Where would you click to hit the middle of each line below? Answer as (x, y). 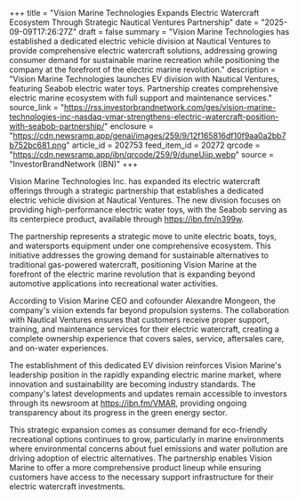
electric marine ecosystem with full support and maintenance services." (141, 98)
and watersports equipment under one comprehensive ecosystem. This (140, 245)
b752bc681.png (38, 145)
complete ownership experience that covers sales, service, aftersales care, (147, 338)
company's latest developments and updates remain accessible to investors (148, 394)
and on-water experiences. (59, 348)
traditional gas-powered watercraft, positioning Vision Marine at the (133, 265)
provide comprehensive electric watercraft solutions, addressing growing (143, 51)
